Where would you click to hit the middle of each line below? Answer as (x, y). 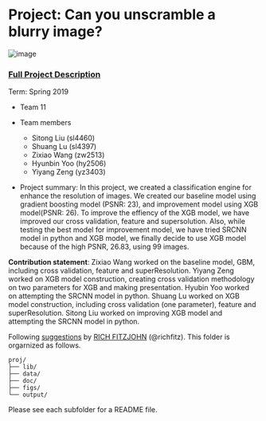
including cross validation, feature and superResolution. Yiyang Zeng (121, 271)
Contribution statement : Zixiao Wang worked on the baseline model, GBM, (132, 262)
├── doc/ (23, 381)
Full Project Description (55, 74)
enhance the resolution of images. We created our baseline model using (138, 196)
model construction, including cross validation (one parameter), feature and (132, 305)
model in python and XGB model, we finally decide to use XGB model (133, 238)
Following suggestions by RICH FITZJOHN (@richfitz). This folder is (119, 337)
